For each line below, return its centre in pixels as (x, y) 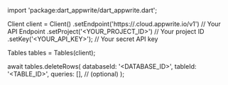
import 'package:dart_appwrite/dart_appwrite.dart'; (82, 10)
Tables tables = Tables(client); (51, 53)
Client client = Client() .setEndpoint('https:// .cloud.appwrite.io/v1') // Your (114, 24)
